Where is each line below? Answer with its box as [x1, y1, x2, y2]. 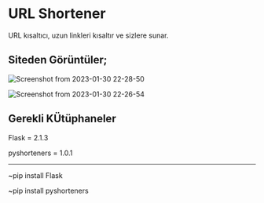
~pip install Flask [8, 170, 63, 180]
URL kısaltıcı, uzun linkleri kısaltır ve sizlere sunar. [8, 31, 169, 40]
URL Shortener [8, 5, 106, 23]
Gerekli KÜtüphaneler [8, 112, 116, 125]
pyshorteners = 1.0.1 [8, 148, 73, 158]
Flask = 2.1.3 [8, 132, 49, 142]
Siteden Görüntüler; [8, 53, 108, 67]
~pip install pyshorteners [8, 186, 89, 195]
